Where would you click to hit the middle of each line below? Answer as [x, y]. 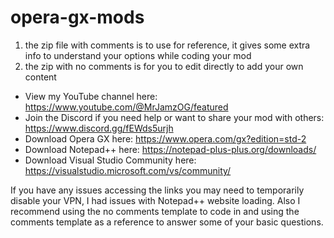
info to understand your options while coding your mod [138, 55]
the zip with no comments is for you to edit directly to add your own [164, 66]
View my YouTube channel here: [91, 96]
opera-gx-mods [77, 17]
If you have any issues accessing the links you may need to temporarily [157, 190]
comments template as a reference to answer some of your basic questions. [167, 222]
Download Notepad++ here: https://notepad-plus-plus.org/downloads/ [170, 149]
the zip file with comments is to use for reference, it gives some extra [167, 45]
